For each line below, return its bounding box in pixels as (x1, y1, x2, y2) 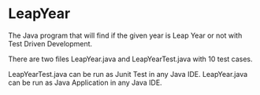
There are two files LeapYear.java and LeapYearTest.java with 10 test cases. (8, 54, 254, 64)
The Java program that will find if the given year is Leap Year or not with (8, 31, 243, 40)
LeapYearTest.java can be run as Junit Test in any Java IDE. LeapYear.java (8, 69, 248, 79)
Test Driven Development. (8, 38, 93, 48)
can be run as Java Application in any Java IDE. (8, 78, 163, 87)
